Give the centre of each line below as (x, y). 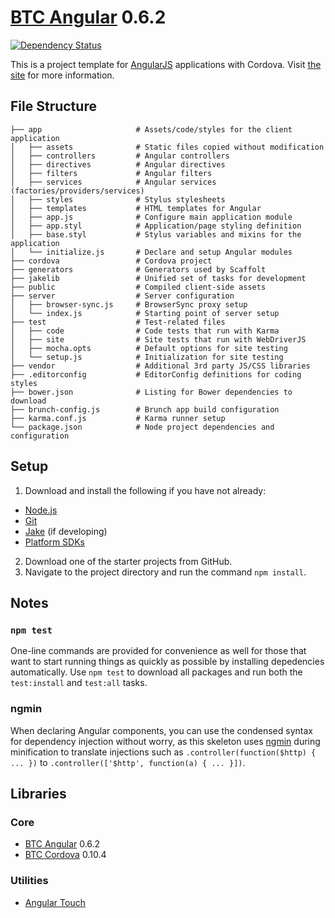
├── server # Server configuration (122, 296)
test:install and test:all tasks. (79, 683)
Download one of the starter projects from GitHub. (128, 561)
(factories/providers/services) (77, 191)
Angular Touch (55, 902)
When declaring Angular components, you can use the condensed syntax (161, 730)
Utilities (29, 881)
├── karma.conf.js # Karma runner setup (118, 418)
